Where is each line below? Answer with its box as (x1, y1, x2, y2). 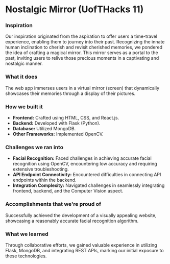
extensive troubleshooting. (12, 166, 69, 172)
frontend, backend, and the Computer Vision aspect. (12, 188, 124, 194)
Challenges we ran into (5, 144, 64, 151)
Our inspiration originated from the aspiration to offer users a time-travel (5, 33, 157, 39)
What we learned (5, 230, 48, 237)
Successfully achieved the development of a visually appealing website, (5, 212, 157, 218)
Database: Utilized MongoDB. (12, 126, 76, 132)
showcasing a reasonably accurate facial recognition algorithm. (5, 218, 139, 224)
